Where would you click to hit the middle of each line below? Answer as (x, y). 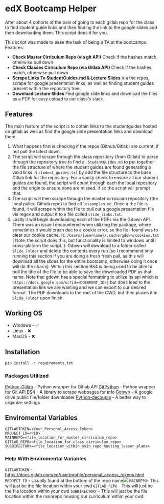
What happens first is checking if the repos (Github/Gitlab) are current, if (85, 146)
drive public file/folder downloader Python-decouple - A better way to (76, 397)
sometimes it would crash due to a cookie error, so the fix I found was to (85, 230)
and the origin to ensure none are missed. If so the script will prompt (81, 188)
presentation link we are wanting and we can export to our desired (79, 287)
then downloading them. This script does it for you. (57, 32)
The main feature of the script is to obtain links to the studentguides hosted (81, 126)
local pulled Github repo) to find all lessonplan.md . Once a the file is (80, 204)
